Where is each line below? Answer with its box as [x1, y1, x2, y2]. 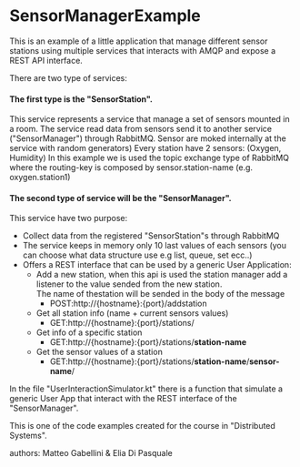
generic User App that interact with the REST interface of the [9, 393, 238, 404]
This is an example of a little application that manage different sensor [9, 36, 268, 46]
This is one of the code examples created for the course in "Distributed [9, 421, 275, 431]
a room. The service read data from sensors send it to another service [9, 124, 273, 135]
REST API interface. [9, 55, 84, 66]
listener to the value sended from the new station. [35, 279, 223, 289]
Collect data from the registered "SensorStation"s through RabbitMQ [22, 230, 280, 241]
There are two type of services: [9, 72, 127, 83]
